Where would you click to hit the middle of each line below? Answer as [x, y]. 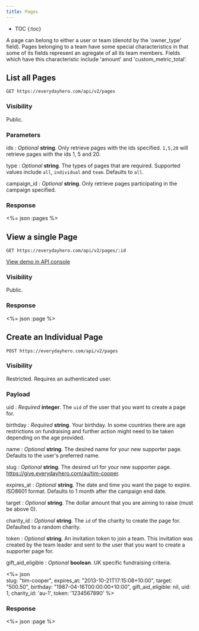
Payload [18, 394]
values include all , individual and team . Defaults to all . [75, 172]
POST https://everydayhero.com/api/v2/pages [62, 351]
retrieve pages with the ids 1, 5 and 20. [53, 154]
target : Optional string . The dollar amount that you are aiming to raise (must [100, 503]
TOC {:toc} [28, 29]
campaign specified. [31, 190]
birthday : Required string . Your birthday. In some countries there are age [96, 425]
